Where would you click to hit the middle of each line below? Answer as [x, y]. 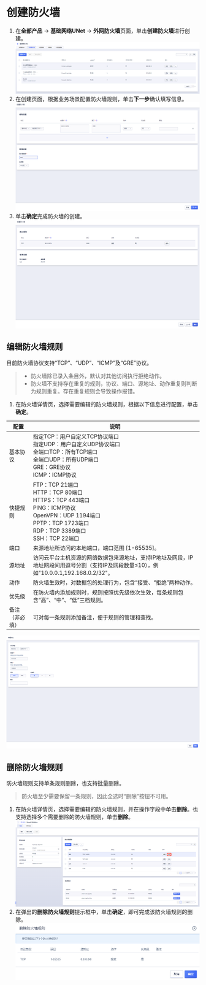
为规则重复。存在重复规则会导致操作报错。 [84, 391]
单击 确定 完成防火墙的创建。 [50, 216]
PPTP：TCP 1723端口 [61, 523]
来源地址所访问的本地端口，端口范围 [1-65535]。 [96, 548]
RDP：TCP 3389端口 [59, 530]
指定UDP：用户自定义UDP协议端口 [77, 444]
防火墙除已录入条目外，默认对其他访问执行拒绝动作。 [98, 376]
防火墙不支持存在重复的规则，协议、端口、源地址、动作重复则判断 [114, 383]
